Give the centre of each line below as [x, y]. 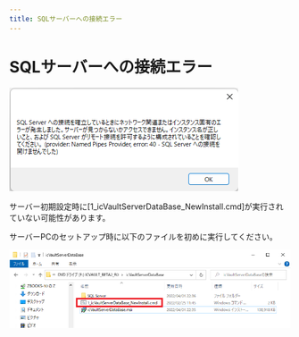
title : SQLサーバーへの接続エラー [66, 19]
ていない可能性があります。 [60, 217]
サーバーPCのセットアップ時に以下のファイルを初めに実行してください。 [144, 236]
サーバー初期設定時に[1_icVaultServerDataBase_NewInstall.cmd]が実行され [146, 206]
